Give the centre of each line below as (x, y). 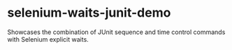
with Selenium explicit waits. (48, 39)
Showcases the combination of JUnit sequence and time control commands (116, 32)
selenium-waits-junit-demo (89, 13)
